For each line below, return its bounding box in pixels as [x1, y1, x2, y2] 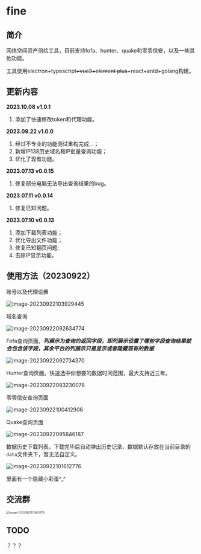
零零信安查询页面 [6, 394, 49, 401]
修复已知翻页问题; [14, 243, 60, 251]
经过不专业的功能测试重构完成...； [14, 140, 99, 147]
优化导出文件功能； [14, 236, 63, 243]
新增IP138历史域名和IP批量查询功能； [14, 147, 108, 155]
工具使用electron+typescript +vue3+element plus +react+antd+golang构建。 [6, 68, 194, 74]
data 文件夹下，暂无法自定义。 [6, 450, 81, 457]
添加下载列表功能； [14, 228, 63, 236]
